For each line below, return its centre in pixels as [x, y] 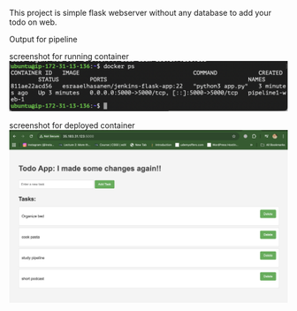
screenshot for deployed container [72, 125]
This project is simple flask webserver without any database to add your [141, 13]
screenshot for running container [69, 56]
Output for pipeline [43, 39]
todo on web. [33, 22]
